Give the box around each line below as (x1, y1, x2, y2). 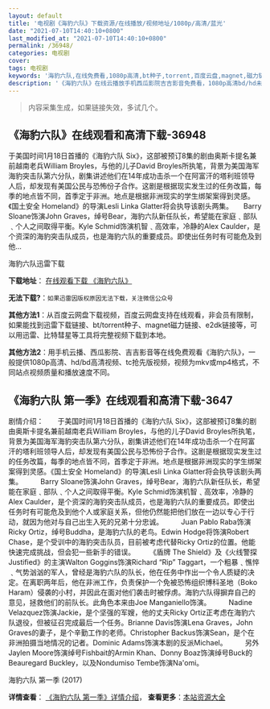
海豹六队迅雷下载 (8, 259, 65, 268)
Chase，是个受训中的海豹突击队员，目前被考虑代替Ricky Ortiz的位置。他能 (8, 537, 256, 547)
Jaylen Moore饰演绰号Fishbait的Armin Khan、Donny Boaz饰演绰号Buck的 (8, 648, 253, 657)
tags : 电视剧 (8, 64, 48, 73)
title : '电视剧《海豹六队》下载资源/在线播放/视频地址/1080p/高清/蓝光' (8, 19, 227, 27)
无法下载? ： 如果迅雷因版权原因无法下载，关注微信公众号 (8, 293, 174, 303)
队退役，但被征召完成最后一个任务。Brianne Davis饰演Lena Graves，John (8, 618, 253, 628)
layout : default (8, 11, 63, 20)
